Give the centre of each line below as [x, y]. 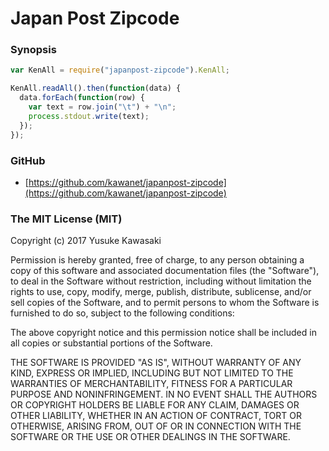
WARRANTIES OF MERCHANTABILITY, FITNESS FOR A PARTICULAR [151, 384]
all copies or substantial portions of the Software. [111, 343]
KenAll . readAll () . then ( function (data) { [96, 88]
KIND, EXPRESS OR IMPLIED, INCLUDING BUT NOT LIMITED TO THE [152, 373]
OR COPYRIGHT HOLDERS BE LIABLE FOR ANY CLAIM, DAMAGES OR [155, 405]
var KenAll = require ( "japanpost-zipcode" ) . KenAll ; [120, 70]
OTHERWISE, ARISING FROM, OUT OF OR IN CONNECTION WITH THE [156, 426]
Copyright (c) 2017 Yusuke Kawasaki [86, 241]
